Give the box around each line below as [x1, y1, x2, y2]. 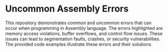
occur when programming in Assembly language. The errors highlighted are [5, 25, 163, 31]
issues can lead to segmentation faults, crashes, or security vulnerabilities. [5, 36, 161, 42]
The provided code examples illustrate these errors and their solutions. [5, 41, 152, 47]
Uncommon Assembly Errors [5, 3, 129, 15]
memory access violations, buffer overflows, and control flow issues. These [5, 30, 163, 36]
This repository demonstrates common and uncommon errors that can [5, 20, 152, 26]
